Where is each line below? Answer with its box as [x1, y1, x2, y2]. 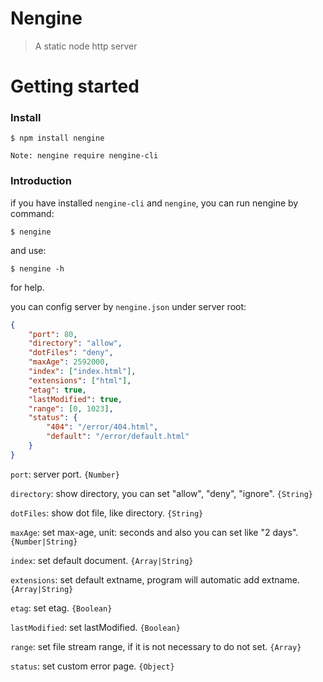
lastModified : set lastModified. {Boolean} [10, 621, 181, 633]
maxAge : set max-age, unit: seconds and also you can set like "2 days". [10, 526, 299, 538]
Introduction [10, 174, 72, 188]
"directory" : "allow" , [28, 338, 123, 349]
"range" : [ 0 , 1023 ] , [28, 403, 114, 414]
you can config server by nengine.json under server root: [10, 300, 247, 312]
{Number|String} [10, 537, 78, 547]
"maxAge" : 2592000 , [28, 357, 110, 367]
